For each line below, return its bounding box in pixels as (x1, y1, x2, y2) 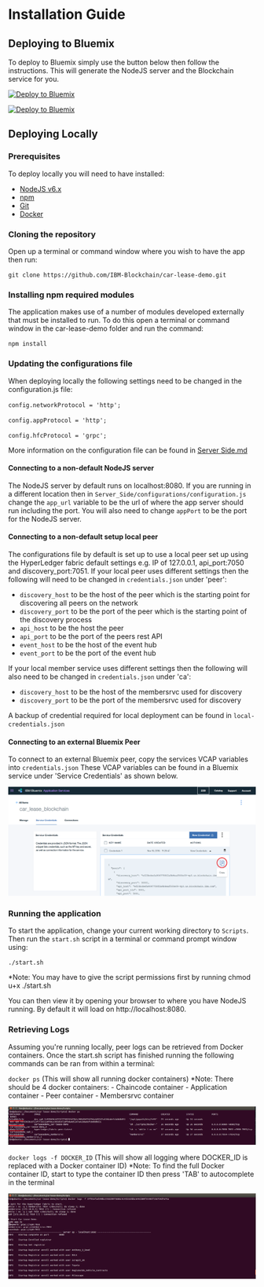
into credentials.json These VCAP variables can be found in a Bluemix (8, 763, 239, 772)
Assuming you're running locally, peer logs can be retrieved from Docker (8, 1042, 244, 1051)
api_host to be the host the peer (19, 623, 124, 632)
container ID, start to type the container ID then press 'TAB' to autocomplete (8, 1169, 255, 1179)
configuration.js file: (8, 384, 73, 394)
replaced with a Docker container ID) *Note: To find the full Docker (8, 1161, 225, 1170)
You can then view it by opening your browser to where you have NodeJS (8, 996, 247, 1006)
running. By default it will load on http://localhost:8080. (8, 1004, 187, 1014)
